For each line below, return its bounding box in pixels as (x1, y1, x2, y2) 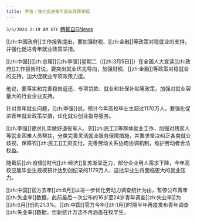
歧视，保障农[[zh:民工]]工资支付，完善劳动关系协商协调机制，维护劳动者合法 (6, 139, 191, 146)
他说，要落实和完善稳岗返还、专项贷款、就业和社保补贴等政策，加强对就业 (6, 85, 186, 92)
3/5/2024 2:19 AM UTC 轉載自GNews (6, 25, 93, 32)
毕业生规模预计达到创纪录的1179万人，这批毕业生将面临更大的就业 (21, 166, 181, 173)
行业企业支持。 (21, 92, 57, 99)
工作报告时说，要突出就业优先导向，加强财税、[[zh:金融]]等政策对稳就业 (15, 65, 189, 72)
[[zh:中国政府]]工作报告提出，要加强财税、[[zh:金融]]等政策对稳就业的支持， (6, 38, 190, 45)
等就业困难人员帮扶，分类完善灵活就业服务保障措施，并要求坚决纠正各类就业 (6, 132, 191, 139)
